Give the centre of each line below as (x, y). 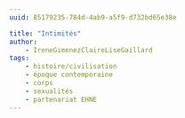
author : (24, 42)
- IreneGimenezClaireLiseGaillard (89, 50)
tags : (19, 59)
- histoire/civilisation (71, 67)
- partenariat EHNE (61, 99)
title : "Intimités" (45, 33)
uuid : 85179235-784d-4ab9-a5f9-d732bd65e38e (93, 17)
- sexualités (49, 91)
